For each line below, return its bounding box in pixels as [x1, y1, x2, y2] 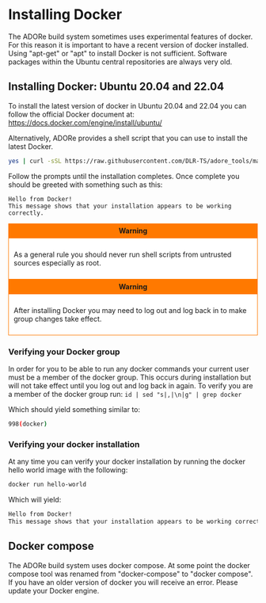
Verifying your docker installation [8, 438, 140, 449]
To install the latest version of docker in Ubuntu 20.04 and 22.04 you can [8, 101, 247, 110]
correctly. [8, 208, 44, 217]
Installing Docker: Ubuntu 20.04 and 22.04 [8, 80, 224, 94]
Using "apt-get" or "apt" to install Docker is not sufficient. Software [8, 48, 227, 58]
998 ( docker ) [8, 420, 47, 428]
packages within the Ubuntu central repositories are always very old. [8, 57, 233, 67]
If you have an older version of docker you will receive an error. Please [8, 577, 238, 587]
